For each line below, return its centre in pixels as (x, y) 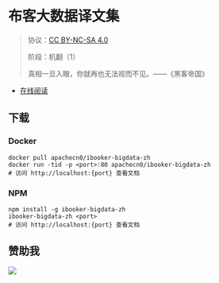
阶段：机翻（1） (54, 56)
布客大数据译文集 (64, 16)
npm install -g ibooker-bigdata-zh (67, 209)
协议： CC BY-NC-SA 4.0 (68, 40)
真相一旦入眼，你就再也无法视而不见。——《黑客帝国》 (118, 73)
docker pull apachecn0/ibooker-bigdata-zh (79, 157)
